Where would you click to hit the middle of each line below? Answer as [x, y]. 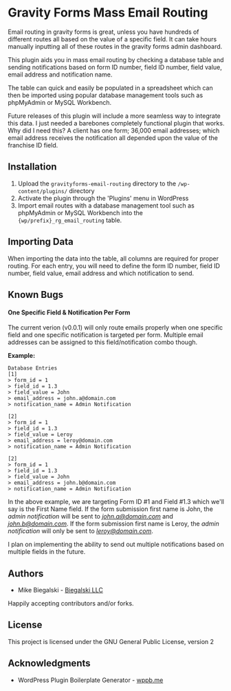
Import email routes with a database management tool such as [106, 206]
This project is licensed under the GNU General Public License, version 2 [111, 641]
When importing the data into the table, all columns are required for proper [113, 258]
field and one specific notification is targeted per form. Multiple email [106, 335]
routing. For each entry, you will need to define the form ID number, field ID [114, 266]
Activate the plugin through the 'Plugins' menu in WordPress [103, 198]
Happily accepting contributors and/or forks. [71, 603]
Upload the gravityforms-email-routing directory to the [97, 183]
